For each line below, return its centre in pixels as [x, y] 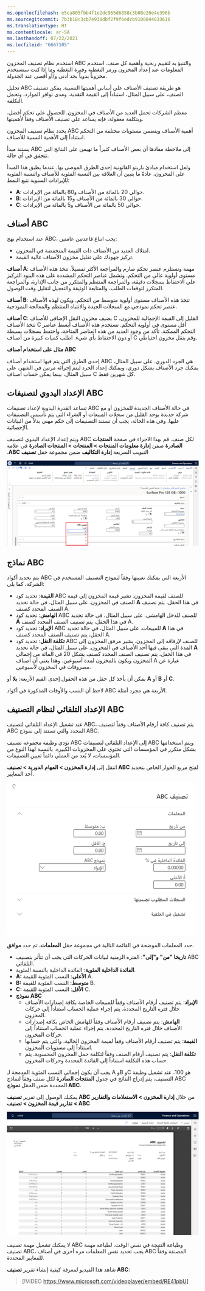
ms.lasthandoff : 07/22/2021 [43, 39]
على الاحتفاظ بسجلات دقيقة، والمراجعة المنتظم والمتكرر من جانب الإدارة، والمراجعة [101, 281]
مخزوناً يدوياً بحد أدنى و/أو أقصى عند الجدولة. [57, 76]
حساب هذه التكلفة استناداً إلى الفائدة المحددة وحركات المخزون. [96, 1060]
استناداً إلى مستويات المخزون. [59, 1047]
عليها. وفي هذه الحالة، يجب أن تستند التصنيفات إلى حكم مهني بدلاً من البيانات [93, 420]
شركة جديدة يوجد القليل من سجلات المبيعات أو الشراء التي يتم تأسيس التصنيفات [98, 414]
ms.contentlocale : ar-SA [38, 32]
